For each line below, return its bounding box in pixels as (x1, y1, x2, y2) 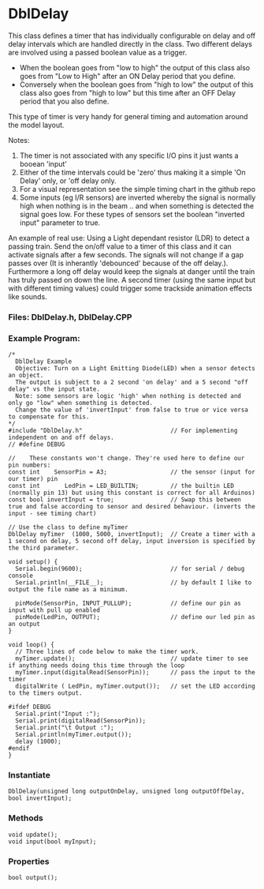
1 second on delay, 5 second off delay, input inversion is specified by (8, 538, 256, 546)
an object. (8, 372, 44, 380)
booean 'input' (19, 159, 68, 168)
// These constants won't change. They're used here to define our (8, 455, 245, 463)
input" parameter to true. (19, 218, 101, 227)
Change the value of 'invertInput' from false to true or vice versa (15, 406, 248, 414)
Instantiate (8, 770, 51, 781)
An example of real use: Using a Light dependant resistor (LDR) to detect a (8, 233, 250, 242)
